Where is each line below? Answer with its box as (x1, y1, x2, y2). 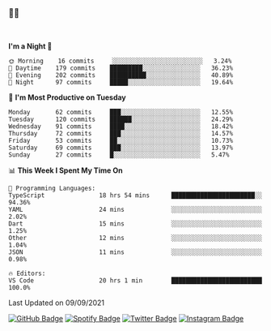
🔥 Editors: (8, 269, 46, 278)
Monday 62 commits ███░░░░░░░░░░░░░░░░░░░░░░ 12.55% (8, 109, 233, 117)
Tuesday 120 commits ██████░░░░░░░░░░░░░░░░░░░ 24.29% (8, 115, 233, 124)
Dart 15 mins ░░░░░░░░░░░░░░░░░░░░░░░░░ (8, 220, 263, 228)
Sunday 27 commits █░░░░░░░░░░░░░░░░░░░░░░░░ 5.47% (8, 151, 230, 159)
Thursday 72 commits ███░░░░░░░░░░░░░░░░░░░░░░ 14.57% (8, 130, 233, 138)
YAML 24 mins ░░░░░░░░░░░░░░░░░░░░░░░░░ (8, 206, 263, 214)
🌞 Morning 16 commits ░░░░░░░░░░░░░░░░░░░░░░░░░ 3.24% (8, 57, 232, 66)
